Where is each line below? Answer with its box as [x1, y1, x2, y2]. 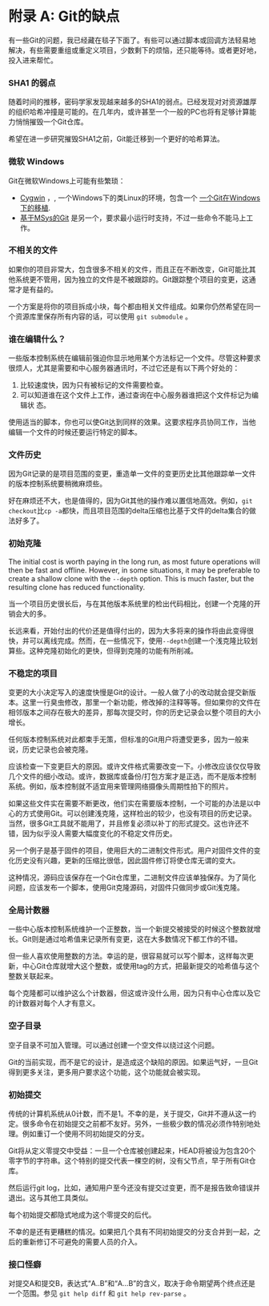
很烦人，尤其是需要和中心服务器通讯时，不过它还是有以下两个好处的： [8, 364, 240, 373]
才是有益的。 [14, 284, 58, 294]
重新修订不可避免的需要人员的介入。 [22, 1236, 142, 1246]
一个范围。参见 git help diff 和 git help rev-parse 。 [8, 1288, 191, 1298]
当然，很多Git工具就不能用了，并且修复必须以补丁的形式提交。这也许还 [8, 818, 243, 829]
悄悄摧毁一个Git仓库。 [14, 117, 88, 127]
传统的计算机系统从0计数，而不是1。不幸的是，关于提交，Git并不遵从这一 [8, 1108, 250, 1118]
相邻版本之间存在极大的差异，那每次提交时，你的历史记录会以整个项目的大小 [8, 708, 261, 717]
